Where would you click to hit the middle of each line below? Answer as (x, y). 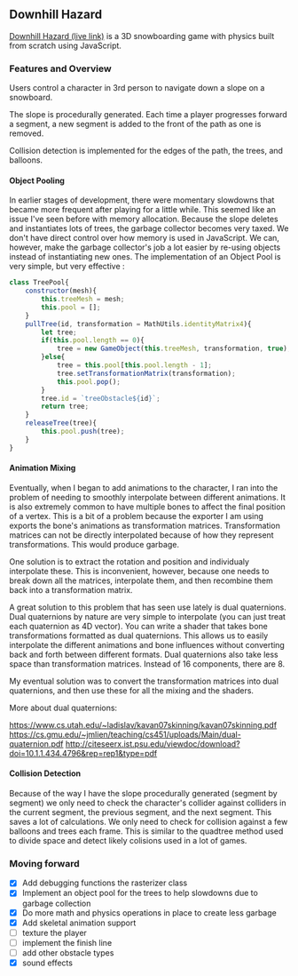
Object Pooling (37, 180)
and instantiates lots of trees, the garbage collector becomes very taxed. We (149, 228)
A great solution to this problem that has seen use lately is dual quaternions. (148, 607)
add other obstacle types (68, 952)
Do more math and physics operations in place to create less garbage (149, 912)
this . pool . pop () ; (89, 381)
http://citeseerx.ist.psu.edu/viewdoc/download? (153, 744)
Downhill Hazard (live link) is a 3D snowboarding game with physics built (142, 36)
